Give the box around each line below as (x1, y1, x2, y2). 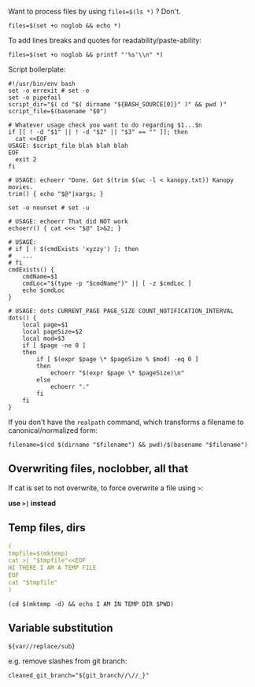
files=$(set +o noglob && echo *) (8, 22, 122, 30)
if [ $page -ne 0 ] (22, 342, 87, 349)
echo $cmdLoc (22, 286, 65, 294)
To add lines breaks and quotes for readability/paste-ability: (8, 35, 202, 45)
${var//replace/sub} (8, 642, 76, 650)
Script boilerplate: (8, 65, 66, 74)
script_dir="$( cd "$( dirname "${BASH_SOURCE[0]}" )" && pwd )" (8, 101, 227, 109)
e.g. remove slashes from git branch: (8, 656, 128, 666)
